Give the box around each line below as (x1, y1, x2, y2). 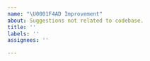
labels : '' (7, 30, 40, 38)
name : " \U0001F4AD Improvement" (7, 10, 103, 18)
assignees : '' (7, 37, 50, 44)
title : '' (7, 23, 37, 30)
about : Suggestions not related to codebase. (7, 17, 144, 24)
